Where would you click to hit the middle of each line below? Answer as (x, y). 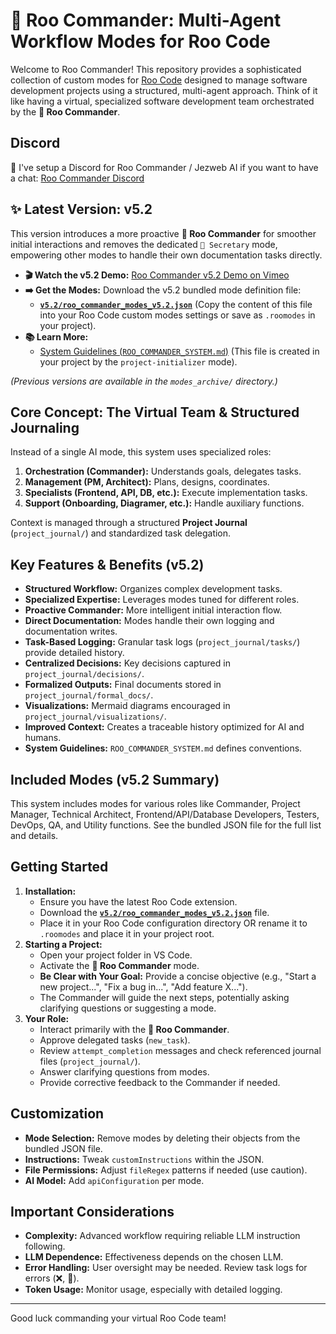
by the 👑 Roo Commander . (65, 111)
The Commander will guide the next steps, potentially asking (164, 997)
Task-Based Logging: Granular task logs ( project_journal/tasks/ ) (162, 642)
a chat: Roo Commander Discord (77, 178)
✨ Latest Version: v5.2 (81, 209)
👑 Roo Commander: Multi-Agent (146, 20)
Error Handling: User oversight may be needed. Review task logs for (166, 1268)
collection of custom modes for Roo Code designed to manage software (159, 80)
